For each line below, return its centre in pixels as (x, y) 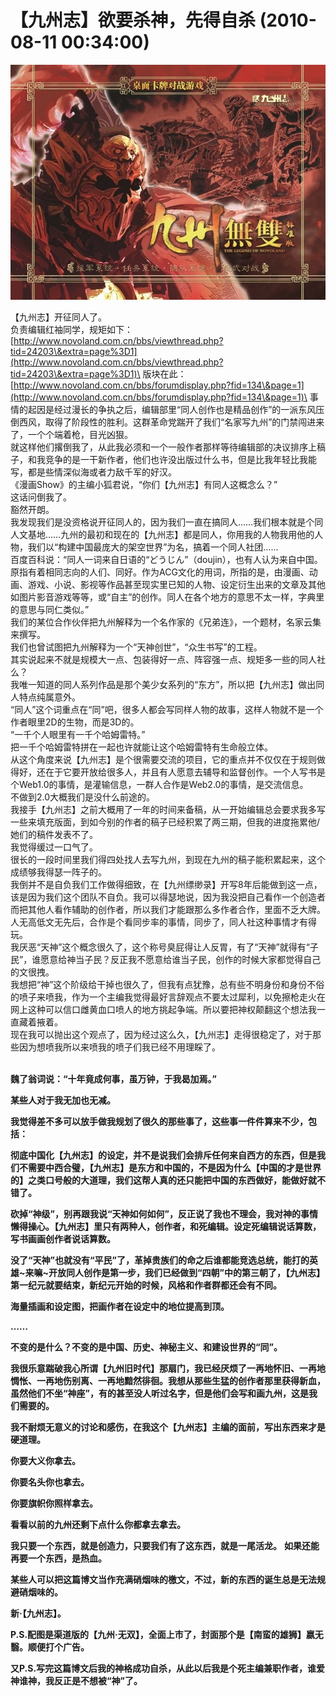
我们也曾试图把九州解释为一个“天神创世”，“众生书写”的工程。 (136, 647)
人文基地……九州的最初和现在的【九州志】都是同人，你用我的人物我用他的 (162, 535)
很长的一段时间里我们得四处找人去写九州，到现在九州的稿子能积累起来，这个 (168, 860)
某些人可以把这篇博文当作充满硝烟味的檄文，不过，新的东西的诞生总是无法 (163, 1580)
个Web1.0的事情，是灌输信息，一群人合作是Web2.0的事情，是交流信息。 (159, 785)
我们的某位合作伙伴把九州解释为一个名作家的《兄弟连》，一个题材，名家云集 (166, 622)
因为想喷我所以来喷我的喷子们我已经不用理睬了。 (119, 1047)
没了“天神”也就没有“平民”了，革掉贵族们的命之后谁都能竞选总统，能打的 (160, 1260)
